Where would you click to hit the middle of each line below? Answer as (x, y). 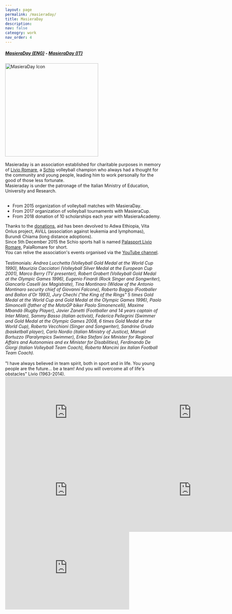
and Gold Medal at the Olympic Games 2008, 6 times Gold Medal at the (79, 321)
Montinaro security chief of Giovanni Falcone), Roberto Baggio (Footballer (81, 289)
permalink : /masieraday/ (31, 14)
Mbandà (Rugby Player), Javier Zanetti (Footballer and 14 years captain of (82, 310)
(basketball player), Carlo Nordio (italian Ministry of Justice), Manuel (76, 332)
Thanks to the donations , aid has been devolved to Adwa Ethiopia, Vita (77, 226)
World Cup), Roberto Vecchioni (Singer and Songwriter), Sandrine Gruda (79, 326)
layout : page (19, 10)
